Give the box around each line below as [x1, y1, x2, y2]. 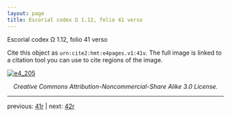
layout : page [7, 10, 45, 17]
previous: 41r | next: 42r [7, 102, 75, 110]
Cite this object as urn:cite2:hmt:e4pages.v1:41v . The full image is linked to [7, 49, 222, 57]
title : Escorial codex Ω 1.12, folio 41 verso [7, 16, 143, 23]
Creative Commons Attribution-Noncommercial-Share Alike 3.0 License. [13, 82, 218, 90]
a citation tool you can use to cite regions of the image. [7, 55, 163, 64]
